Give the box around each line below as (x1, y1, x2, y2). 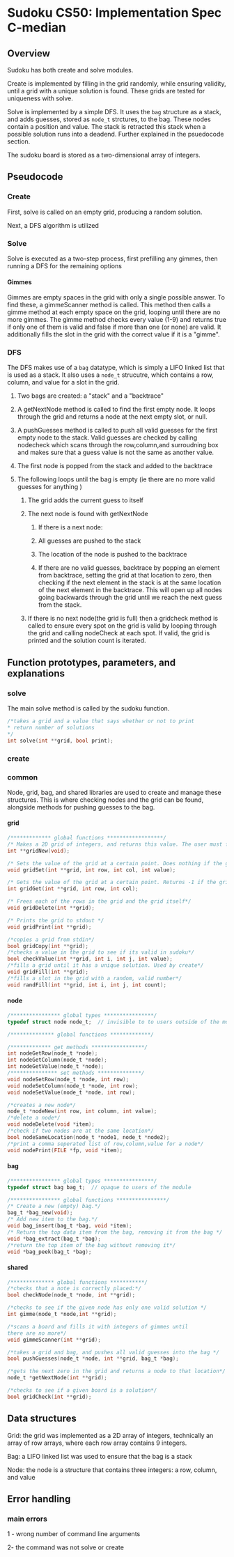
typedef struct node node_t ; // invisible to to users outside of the (7, 1018, 219, 1025)
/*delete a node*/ (7, 1115, 61, 1122)
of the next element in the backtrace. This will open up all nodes (38, 586, 223, 594)
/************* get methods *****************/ (7, 1044, 148, 1051)
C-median (7, 20, 66, 36)
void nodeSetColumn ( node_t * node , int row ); (7, 1082, 139, 1090)
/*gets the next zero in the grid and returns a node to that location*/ (7, 1368, 226, 1375)
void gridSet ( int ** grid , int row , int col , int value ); (7, 866, 176, 874)
